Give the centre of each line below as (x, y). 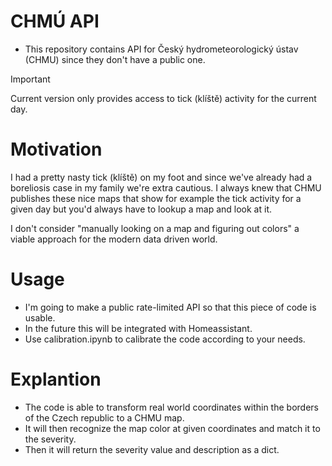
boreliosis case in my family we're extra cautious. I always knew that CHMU (166, 187)
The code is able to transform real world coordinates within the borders (171, 407)
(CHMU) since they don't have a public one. (115, 59)
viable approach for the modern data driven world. (114, 239)
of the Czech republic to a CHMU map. (104, 417)
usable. (40, 317)
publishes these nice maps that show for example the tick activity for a (156, 198)
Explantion (56, 379)
